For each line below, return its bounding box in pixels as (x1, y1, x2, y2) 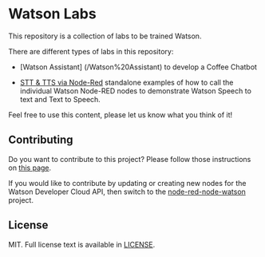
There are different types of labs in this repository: (8, 46, 174, 56)
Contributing (8, 133, 73, 147)
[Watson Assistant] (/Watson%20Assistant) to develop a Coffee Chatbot (19, 61, 258, 72)
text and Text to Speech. (19, 94, 101, 104)
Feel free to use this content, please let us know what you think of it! (8, 109, 233, 120)
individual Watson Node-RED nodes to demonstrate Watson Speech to (19, 85, 251, 96)
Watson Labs (8, 5, 97, 23)
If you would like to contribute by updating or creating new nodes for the (8, 178, 247, 188)
